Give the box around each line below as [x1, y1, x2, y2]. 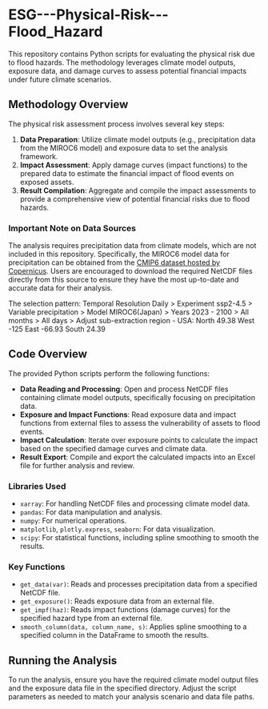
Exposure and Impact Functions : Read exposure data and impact [19, 410, 237, 419]
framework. [19, 151, 58, 161]
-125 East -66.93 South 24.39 [8, 324, 106, 334]
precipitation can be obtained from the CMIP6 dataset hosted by [8, 258, 221, 267]
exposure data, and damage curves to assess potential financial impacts [8, 66, 246, 75]
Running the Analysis [8, 654, 118, 667]
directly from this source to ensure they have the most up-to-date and [8, 274, 239, 285]
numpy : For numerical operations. [19, 516, 127, 526]
